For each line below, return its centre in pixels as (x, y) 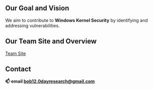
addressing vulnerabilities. (32, 25)
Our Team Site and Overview (51, 41)
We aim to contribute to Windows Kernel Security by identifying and (77, 20)
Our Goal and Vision (37, 8)
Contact (18, 69)
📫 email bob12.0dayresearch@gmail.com (50, 81)
